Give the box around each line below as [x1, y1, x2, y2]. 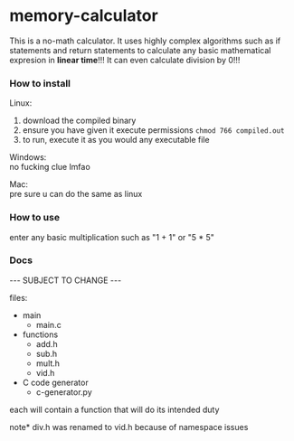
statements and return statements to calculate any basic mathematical [9, 44, 271, 55]
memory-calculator [9, 5, 158, 26]
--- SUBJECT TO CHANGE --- [9, 275, 122, 286]
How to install [9, 77, 71, 89]
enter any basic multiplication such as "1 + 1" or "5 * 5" [9, 231, 215, 242]
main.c [35, 319, 62, 330]
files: [9, 292, 28, 303]
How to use [9, 211, 61, 224]
